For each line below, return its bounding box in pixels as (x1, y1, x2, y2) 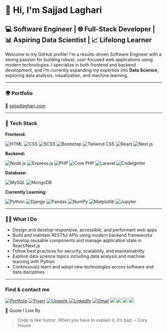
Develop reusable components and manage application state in (12, 237, 142, 243)
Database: (5, 170, 27, 176)
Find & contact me (5, 286, 50, 293)
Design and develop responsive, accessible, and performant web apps (12, 227, 158, 233)
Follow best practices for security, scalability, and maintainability (12, 248, 145, 254)
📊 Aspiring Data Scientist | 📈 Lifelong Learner (5, 36, 152, 44)
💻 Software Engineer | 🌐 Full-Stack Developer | (5, 25, 156, 33)
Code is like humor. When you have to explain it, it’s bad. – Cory (17, 317, 148, 323)
